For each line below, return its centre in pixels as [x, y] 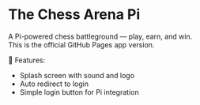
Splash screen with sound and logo [77, 75]
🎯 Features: [27, 60]
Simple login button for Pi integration [79, 92]
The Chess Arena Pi [74, 15]
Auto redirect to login [54, 84]
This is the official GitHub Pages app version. [81, 44]
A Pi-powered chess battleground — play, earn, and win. [100, 36]
